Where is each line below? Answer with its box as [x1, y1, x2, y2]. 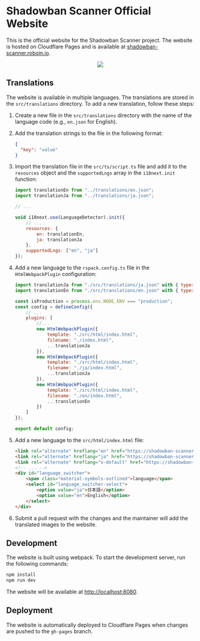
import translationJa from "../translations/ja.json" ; [14, 193, 155, 199]
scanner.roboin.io [6, 49, 50, 56]
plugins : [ [26, 315, 53, 321]
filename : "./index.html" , [47, 337, 115, 343]
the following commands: [6, 560, 69, 568]
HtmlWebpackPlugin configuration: [14, 271, 97, 277]
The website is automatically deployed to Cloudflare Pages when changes [6, 621, 188, 628]
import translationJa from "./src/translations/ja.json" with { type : [14, 282, 195, 288]
